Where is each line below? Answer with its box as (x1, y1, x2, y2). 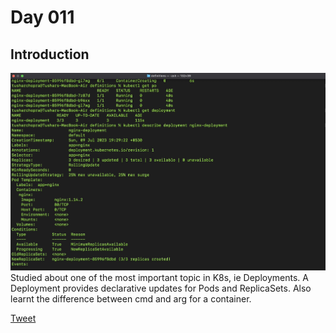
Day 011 (10, 6, 75, 29)
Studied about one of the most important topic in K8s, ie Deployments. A (10, 272, 309, 284)
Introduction (10, 46, 90, 63)
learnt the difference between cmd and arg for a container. (10, 293, 252, 305)
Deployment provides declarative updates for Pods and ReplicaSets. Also (10, 282, 312, 295)
